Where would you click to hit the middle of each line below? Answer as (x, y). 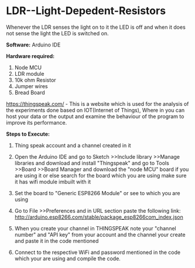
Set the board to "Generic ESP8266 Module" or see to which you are (97, 193)
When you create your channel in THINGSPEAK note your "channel (95, 228)
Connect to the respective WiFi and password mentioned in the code (97, 252)
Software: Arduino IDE (33, 45)
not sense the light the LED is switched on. (57, 33)
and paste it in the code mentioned (57, 241)
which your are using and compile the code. (68, 258)
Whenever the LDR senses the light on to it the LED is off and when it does (96, 27)
